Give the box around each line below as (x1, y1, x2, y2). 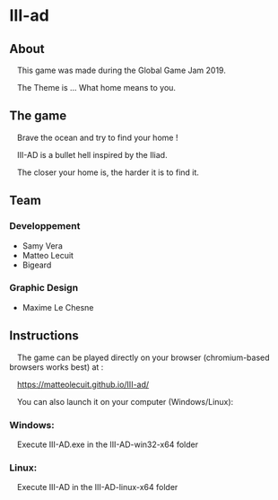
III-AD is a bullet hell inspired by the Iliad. (17, 149, 168, 160)
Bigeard (22, 259, 52, 270)
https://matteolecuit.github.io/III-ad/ (17, 379, 150, 390)
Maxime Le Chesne (22, 302, 94, 312)
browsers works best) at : (9, 361, 104, 373)
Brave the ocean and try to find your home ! (17, 132, 178, 143)
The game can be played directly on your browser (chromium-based (17, 352, 271, 363)
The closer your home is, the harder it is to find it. (17, 167, 200, 178)
